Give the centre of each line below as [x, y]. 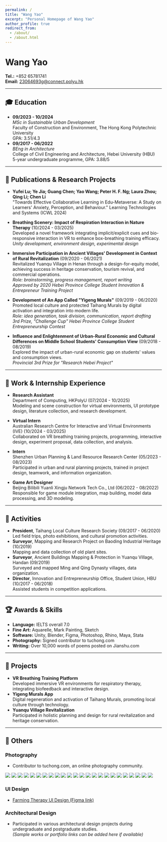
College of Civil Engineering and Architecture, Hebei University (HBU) [83, 154]
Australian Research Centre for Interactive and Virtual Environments [82, 426]
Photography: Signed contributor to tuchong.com [63, 640]
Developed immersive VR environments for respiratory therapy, [77, 683]
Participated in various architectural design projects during [72, 824]
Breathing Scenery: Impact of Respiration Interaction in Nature [78, 222]
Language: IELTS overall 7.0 [41, 625]
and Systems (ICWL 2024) [40, 213]
